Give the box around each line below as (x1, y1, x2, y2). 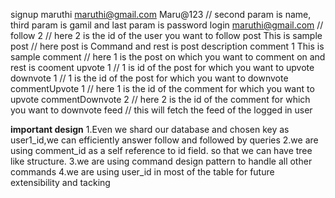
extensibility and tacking (10, 177, 111, 188)
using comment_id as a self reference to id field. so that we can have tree (10, 145, 313, 156)
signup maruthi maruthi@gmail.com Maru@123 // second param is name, (10, 9, 312, 20)
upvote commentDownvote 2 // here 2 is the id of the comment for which (10, 94, 311, 105)
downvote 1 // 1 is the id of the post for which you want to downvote (10, 72, 289, 84)
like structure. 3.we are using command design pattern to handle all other (10, 155, 313, 167)
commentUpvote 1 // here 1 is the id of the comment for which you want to (10, 83, 315, 94)
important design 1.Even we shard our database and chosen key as (10, 124, 290, 135)
